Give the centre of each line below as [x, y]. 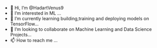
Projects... [21, 35]
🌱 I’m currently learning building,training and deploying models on [80, 18]
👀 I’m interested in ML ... [36, 13]
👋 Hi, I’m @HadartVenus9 [37, 8]
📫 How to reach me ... [34, 40]
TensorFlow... [24, 24]
